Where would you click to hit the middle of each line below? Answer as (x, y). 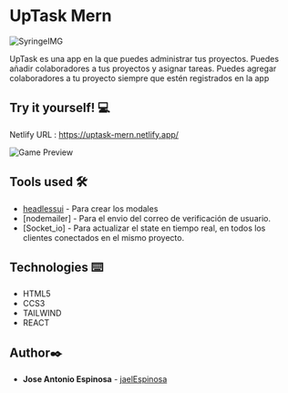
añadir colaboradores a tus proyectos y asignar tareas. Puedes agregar (143, 68)
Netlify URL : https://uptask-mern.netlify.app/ (94, 134)
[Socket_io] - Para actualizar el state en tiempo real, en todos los (144, 228)
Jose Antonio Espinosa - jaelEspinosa (95, 379)
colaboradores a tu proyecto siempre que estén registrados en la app (139, 78)
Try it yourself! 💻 (60, 108)
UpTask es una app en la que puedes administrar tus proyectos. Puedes (144, 58)
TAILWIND (42, 313)
